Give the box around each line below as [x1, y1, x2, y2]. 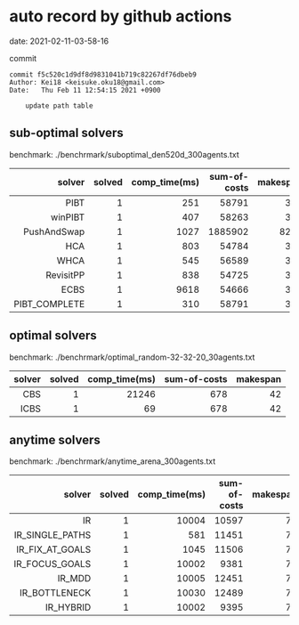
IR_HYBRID [44, 601, 92, 613]
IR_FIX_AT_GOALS [16, 543, 92, 556]
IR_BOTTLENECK [19, 587, 92, 599]
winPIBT [50, 211, 85, 223]
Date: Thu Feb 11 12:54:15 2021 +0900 [9, 85, 162, 94]
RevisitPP [45, 269, 85, 281]
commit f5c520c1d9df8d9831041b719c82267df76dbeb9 [9, 69, 198, 79]
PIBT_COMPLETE [13, 297, 85, 310]
